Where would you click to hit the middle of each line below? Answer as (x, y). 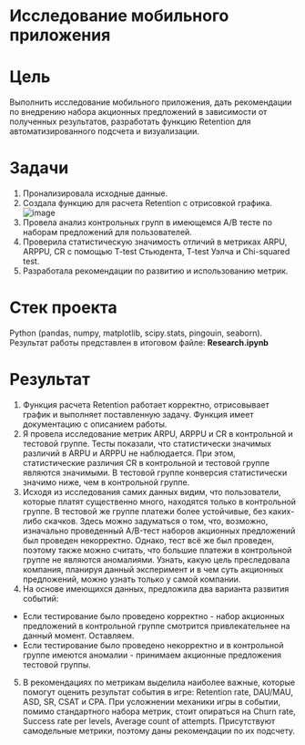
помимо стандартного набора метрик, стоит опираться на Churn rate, (159, 711)
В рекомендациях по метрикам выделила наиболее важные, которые (159, 682)
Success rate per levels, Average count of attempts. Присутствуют (149, 720)
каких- (281, 511)
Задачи (39, 168)
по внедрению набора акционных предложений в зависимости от (138, 112)
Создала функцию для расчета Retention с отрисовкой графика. (147, 203)
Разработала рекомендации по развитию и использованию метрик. (155, 271)
